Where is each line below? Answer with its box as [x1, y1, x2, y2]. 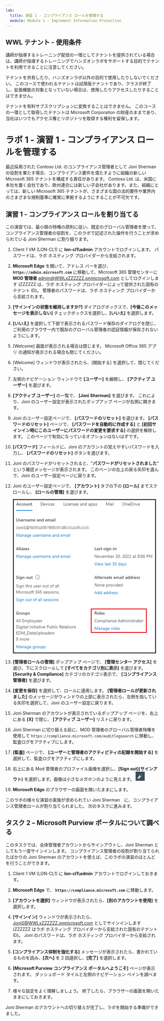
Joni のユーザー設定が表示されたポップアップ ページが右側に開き [21, 398, 152, 404]
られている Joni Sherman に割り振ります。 [5, 236, 91, 242]
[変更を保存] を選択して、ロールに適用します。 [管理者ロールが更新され [12, 687, 156, 694]
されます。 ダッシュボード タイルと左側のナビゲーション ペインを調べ [12, 971, 153, 977]
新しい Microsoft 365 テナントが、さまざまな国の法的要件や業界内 [22, 188, 156, 194]
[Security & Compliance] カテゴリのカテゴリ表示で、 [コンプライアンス [12, 671, 157, 677]
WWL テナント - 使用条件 [5, 38, 82, 46]
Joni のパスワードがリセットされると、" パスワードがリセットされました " [12, 460, 159, 466]
